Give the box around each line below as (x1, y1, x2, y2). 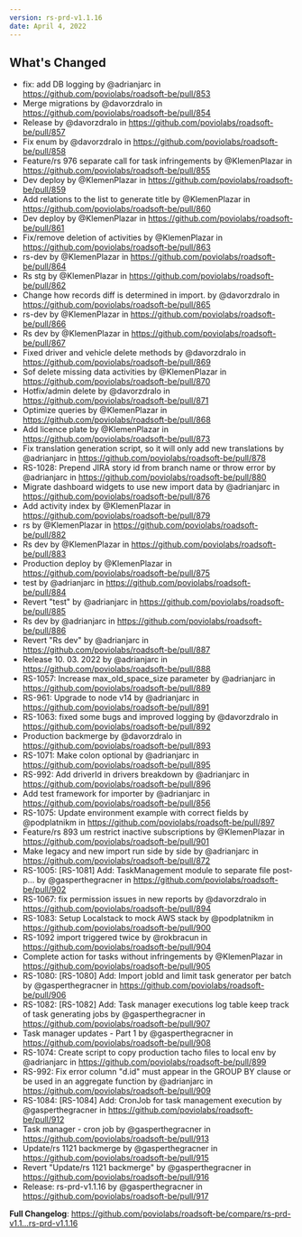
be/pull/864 (22, 261, 67, 272)
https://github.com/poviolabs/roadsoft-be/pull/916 (22, 1172, 210, 1183)
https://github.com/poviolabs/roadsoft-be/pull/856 (22, 798, 211, 808)
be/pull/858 (22, 146, 66, 157)
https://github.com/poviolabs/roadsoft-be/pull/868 (22, 414, 212, 425)
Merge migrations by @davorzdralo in (22, 98, 163, 109)
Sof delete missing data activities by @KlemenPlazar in (22, 366, 227, 377)
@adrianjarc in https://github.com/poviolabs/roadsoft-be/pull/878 (22, 453, 266, 464)
